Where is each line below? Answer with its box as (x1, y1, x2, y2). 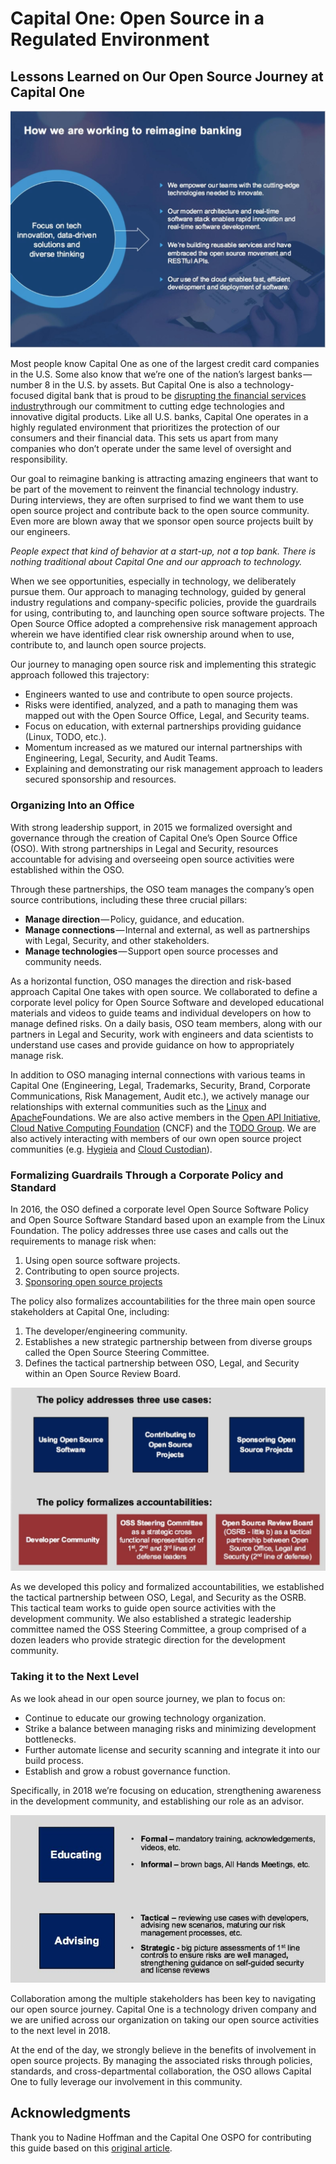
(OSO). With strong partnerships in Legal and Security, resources (10, 842, 279, 854)
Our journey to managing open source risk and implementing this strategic (10, 658, 317, 671)
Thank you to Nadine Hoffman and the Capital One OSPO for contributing (10, 2131, 312, 2143)
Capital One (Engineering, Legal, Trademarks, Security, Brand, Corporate (10, 1079, 311, 1091)
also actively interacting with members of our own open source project (10, 1132, 302, 1144)
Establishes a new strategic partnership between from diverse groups (24, 1336, 313, 1348)
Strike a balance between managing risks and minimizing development (24, 1722, 317, 1734)
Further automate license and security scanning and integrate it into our (24, 1743, 321, 1756)
